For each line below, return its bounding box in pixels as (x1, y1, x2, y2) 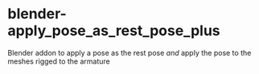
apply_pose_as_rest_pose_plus (7, 21, 220, 40)
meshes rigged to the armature (7, 56, 110, 66)
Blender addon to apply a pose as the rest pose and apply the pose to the (7, 48, 252, 57)
